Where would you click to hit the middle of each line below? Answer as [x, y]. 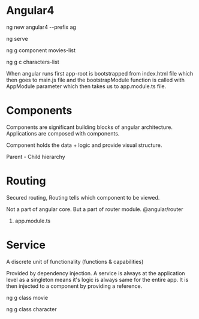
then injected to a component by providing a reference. [74, 286]
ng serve [17, 38]
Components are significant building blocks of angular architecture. [89, 127]
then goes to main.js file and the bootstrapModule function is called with [95, 80]
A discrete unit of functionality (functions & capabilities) [75, 261]
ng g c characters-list [33, 62]
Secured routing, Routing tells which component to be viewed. [83, 197]
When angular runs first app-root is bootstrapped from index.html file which [100, 73]
